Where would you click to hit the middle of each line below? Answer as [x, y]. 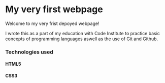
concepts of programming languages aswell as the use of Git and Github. [82, 39]
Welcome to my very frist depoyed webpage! [52, 23]
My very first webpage [54, 9]
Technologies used [29, 52]
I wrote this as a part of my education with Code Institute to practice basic [82, 33]
